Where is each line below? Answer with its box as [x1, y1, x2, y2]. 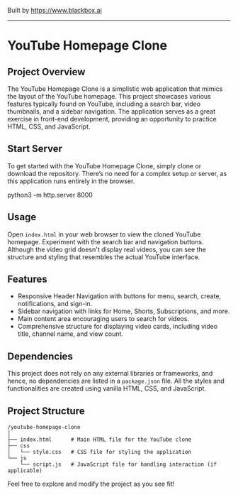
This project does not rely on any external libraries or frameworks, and [7, 369, 213, 378]
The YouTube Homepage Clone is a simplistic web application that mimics [7, 85, 223, 93]
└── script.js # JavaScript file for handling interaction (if [20, 461, 217, 468]
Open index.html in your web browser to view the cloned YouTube [7, 230, 201, 239]
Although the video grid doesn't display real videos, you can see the [7, 245, 207, 254]
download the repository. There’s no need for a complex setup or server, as [7, 169, 227, 178]
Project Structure [7, 405, 85, 417]
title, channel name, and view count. [17, 330, 124, 338]
